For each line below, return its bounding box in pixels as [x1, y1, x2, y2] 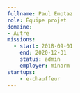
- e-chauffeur [19, 75, 61, 83]
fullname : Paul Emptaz [7, 10, 73, 17]
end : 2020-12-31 [19, 50, 67, 57]
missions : [7, 36, 36, 43]
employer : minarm [19, 62, 70, 69]
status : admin [19, 56, 61, 63]
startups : [7, 69, 36, 76]
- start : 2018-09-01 [13, 43, 73, 50]
